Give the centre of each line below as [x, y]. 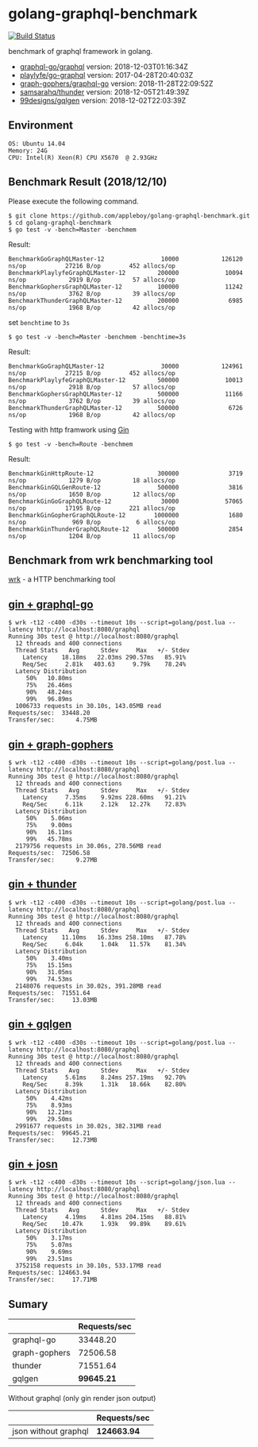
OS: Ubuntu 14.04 [37, 144]
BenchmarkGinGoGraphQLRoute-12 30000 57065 [126, 501]
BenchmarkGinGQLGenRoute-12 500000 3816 [126, 487]
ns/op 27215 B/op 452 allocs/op [92, 373]
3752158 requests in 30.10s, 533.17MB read [88, 1266]
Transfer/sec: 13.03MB [53, 1000]
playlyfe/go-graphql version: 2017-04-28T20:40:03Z [106, 75]
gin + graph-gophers [61, 744]
